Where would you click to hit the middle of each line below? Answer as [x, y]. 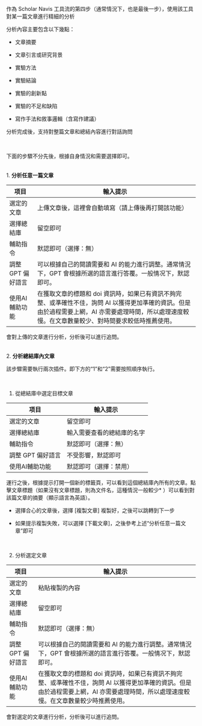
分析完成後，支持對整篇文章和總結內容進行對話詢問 [69, 132]
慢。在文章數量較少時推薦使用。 [83, 701]
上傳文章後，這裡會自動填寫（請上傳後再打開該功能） [112, 208]
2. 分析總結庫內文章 [31, 356]
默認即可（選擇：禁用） [100, 467]
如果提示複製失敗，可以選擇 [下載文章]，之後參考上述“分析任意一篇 [98, 523]
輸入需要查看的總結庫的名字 [106, 433]
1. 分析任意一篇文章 [30, 175]
